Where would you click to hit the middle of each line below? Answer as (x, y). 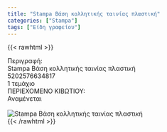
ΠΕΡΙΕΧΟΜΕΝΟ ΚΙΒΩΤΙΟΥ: (46, 91)
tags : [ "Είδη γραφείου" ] (44, 27)
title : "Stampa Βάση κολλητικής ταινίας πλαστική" (84, 14)
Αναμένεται (25, 99)
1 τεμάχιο (21, 84)
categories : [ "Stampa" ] (43, 21)
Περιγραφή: (25, 61)
